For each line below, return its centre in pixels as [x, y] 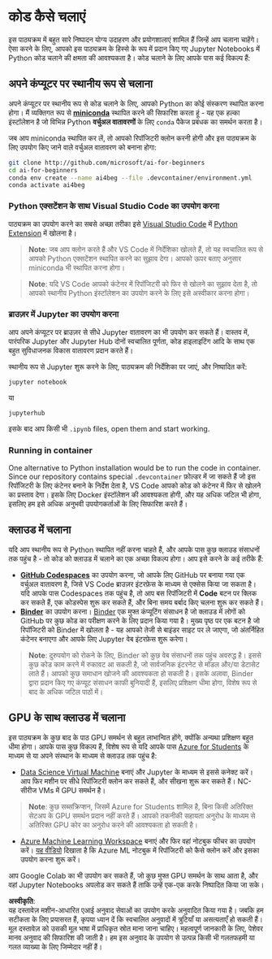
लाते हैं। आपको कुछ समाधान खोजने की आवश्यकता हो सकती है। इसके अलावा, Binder [141, 673]
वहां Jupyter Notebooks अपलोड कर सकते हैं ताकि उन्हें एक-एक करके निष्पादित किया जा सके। [136, 884]
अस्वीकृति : [22, 900]
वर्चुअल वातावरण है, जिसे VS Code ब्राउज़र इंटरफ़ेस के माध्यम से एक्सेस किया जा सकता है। [138, 584]
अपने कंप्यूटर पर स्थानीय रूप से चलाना [80, 84]
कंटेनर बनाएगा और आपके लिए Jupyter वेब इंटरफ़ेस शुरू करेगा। [104, 639]
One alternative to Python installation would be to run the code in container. [135, 467]
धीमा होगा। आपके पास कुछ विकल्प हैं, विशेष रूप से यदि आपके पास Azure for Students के [129, 746]
